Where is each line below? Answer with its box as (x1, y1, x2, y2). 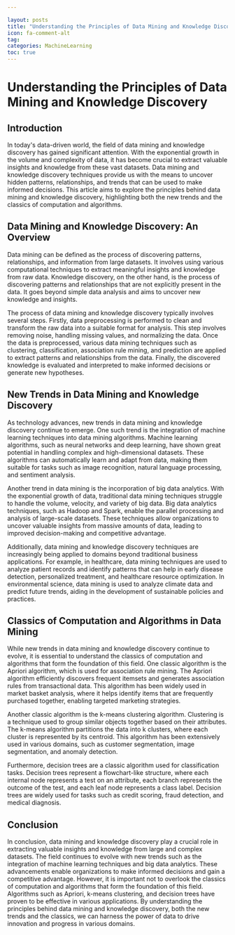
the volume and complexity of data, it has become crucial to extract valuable (7, 156, 228, 164)
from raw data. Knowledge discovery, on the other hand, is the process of (7, 272, 220, 281)
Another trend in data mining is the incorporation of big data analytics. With (7, 484, 225, 492)
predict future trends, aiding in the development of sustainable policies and (7, 587, 224, 595)
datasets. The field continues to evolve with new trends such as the (7, 852, 202, 861)
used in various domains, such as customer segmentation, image (7, 740, 194, 748)
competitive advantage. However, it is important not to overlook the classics (7, 875, 226, 883)
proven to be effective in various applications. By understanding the (7, 897, 203, 906)
